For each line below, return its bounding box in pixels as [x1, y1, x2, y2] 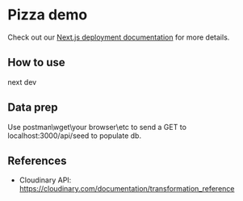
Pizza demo [7, 6, 88, 24]
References [7, 153, 67, 167]
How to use [7, 56, 65, 69]
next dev [7, 77, 37, 86]
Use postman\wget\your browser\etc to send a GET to [7, 122, 187, 132]
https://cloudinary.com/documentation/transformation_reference [19, 184, 235, 194]
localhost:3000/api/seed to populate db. [7, 131, 142, 140]
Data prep [7, 101, 58, 115]
